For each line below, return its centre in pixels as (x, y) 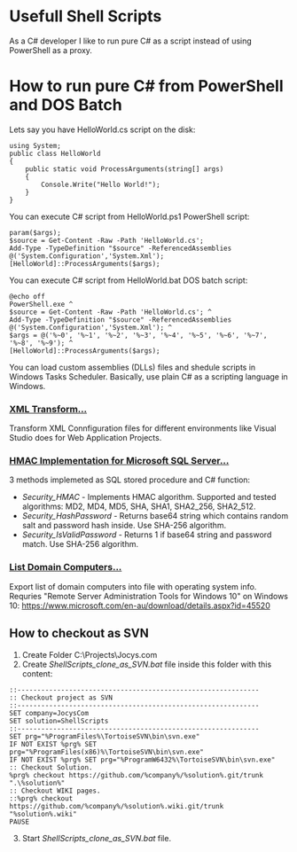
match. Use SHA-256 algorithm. (80, 544)
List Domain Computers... (66, 567)
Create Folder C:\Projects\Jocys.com (90, 654)
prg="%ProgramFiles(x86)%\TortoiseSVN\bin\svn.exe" (106, 752)
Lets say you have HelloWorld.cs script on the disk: (102, 129)
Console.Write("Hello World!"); (101, 184)
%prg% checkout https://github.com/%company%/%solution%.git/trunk (137, 775)
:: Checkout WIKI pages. (55, 791)
